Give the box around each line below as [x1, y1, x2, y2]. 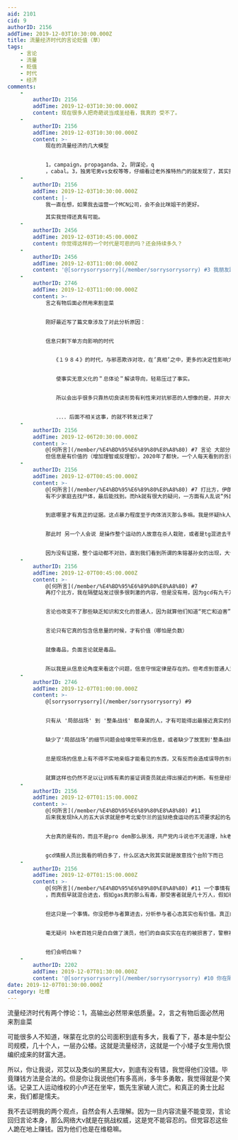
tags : [7, 43, 23, 50]
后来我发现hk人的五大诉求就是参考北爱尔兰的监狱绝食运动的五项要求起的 [45, 814, 226, 821]
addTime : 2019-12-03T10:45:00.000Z [33, 233, 138, 240]
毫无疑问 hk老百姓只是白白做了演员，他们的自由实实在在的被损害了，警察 [45, 929, 229, 936]
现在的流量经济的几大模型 [45, 143, 109, 150]
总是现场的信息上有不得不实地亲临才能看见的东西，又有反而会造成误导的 [45, 755, 225, 763]
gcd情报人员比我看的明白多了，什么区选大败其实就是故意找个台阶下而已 [45, 852, 224, 859]
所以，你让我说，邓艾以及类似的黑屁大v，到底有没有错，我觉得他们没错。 [7, 1065, 222, 1073]
